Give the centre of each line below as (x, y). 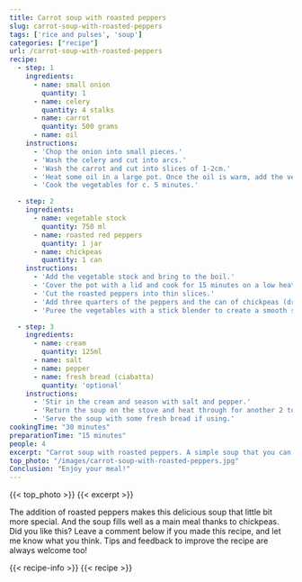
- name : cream (60, 343)
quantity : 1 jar (72, 243)
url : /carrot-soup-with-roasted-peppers (86, 51)
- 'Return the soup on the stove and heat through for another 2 (158, 411)
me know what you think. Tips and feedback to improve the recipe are (139, 541)
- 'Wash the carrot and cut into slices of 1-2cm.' (132, 168)
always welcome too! (49, 550)
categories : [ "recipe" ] (54, 43)
